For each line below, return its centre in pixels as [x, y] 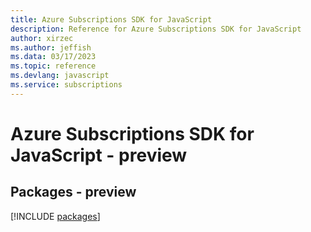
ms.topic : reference [53, 66]
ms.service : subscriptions [66, 85]
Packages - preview [73, 192]
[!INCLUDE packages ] [55, 216]
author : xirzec [42, 38]
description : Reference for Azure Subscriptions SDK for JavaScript [156, 29]
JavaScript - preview [99, 155]
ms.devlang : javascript [60, 76]
